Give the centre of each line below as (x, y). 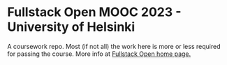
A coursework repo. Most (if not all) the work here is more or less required (114, 46)
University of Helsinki (71, 27)
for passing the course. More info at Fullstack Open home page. (99, 54)
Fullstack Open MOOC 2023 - (94, 12)
